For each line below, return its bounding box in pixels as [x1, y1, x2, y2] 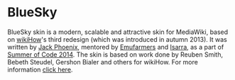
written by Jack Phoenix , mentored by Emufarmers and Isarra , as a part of [7, 42, 224, 51]
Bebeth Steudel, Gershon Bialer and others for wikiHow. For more [7, 57, 199, 66]
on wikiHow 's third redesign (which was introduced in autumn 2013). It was [7, 35, 227, 43]
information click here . [7, 65, 73, 74]
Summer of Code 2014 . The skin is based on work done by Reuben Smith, [7, 50, 224, 59]
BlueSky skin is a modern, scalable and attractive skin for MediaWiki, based [7, 28, 229, 36]
